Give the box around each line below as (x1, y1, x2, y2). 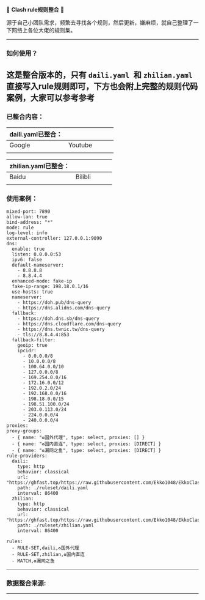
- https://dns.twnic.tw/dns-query (17, 326, 105, 332)
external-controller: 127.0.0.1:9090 (6, 235, 103, 241)
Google (9, 141, 31, 149)
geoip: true (17, 342, 48, 348)
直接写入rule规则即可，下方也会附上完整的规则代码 (6, 81, 198, 92)
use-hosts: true (12, 289, 53, 295)
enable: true (12, 246, 45, 252)
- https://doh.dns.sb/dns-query (17, 315, 99, 322)
